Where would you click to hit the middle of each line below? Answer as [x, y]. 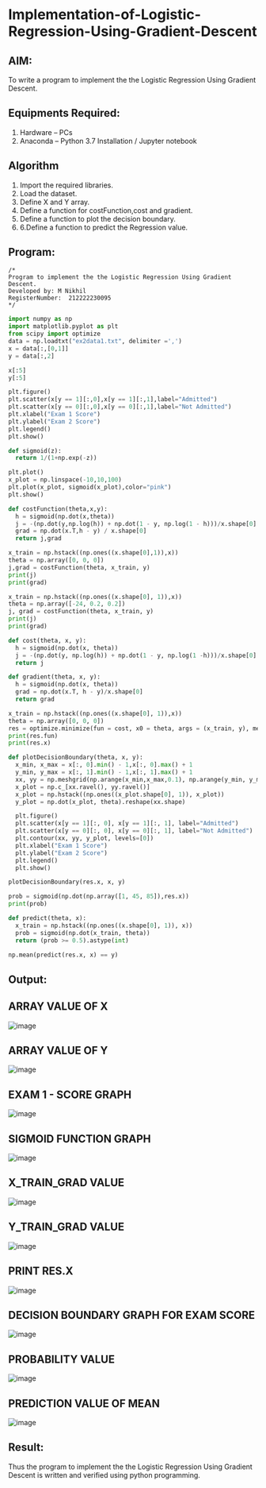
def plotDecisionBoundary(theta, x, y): [76, 758]
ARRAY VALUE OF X [58, 1007]
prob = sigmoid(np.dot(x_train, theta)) [83, 933]
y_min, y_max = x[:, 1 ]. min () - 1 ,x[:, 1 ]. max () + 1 [104, 772]
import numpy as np [40, 319]
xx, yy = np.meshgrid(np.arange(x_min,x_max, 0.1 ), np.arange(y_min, [131, 779]
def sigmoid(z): [35, 450]
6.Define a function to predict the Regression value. [104, 227]
